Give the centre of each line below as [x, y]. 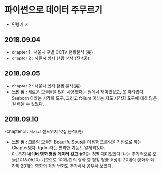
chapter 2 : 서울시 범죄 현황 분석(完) [46, 86]
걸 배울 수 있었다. [28, 104]
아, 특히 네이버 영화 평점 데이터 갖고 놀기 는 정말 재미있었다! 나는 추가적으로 [81, 154]
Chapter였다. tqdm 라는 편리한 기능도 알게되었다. [58, 148]
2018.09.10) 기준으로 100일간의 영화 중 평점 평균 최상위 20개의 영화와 [83, 160]
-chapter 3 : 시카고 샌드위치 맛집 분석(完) [44, 131]
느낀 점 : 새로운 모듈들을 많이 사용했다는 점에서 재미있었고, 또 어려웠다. [78, 92]
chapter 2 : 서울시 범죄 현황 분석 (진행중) [50, 58]
